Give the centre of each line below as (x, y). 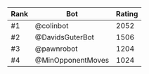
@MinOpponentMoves (72, 60)
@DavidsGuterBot (65, 37)
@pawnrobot (56, 49)
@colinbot (52, 26)
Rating (127, 14)
